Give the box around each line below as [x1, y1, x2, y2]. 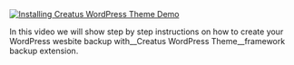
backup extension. [9, 45, 79, 56]
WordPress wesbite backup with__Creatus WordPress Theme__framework [9, 36, 286, 46]
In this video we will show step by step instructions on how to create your [9, 26, 284, 37]
